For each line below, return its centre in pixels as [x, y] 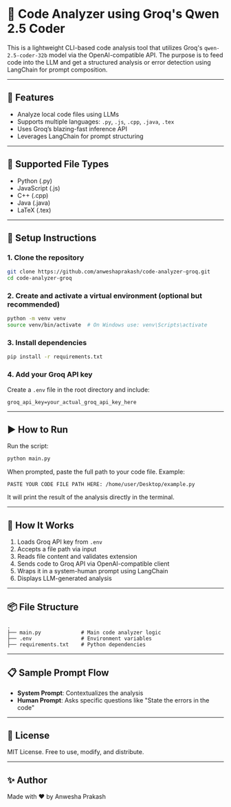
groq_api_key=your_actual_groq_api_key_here [72, 402]
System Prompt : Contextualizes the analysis [80, 693]
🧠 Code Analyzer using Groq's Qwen [113, 14]
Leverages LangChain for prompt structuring [80, 136]
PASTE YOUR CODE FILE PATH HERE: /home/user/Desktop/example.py [101, 485]
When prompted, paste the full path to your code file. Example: [96, 472]
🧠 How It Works [41, 525]
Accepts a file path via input [57, 549]
